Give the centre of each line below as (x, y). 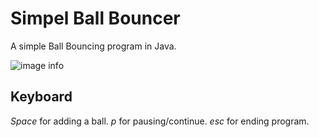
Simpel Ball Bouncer (95, 18)
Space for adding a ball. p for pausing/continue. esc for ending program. (160, 121)
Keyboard (41, 97)
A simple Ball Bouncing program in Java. (93, 46)
